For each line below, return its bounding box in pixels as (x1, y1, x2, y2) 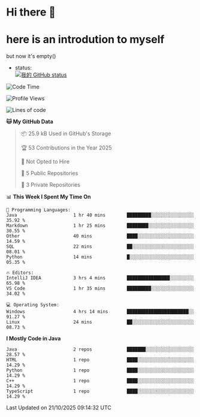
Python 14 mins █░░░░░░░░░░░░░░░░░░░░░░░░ (6, 254, 195, 260)
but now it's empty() (6, 53, 56, 60)
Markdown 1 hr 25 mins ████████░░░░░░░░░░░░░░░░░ (6, 223, 195, 229)
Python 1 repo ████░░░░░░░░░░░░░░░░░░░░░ (6, 367, 195, 373)
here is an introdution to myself (6, 33, 165, 47)
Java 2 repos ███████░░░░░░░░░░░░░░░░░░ (6, 346, 195, 352)
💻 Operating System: (6, 302, 60, 308)
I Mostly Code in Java (6, 335, 61, 342)
